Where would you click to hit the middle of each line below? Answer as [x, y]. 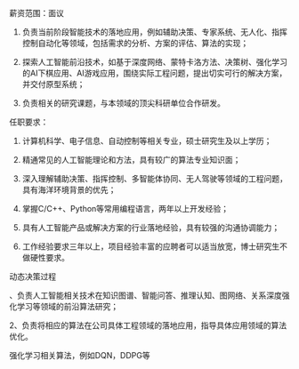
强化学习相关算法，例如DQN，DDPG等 [80, 355]
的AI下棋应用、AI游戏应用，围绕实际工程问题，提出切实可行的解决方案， [154, 73]
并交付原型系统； [53, 84]
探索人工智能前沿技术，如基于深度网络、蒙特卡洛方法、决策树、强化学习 [154, 62]
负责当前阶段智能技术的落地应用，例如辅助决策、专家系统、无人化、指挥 [154, 32]
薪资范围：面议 [36, 13]
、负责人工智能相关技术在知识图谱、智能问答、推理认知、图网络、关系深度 [145, 295]
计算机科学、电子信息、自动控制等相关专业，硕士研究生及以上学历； [147, 141]
